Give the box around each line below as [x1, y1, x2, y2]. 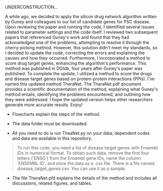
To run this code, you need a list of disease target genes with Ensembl [17, 145, 158, 150]
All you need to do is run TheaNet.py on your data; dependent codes [12, 130, 150, 136]
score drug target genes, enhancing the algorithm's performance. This [5, 61, 147, 66]
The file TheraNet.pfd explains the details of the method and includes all [12, 175, 157, 181]
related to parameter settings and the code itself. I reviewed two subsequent [5, 29, 158, 35]
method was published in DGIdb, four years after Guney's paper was [5, 65, 143, 71]
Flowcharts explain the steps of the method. [12, 111, 101, 117]
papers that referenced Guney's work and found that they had [5, 34, 129, 40]
